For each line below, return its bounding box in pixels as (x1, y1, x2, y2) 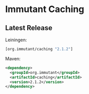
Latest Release (5, 24, 53, 32)
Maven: (5, 55, 21, 61)
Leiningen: (5, 37, 27, 43)
